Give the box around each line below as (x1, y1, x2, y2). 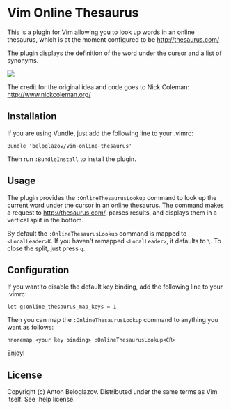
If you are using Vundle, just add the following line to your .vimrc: (7, 129, 193, 137)
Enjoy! (7, 349, 26, 357)
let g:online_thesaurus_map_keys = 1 (7, 303, 117, 311)
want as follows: (7, 323, 54, 332)
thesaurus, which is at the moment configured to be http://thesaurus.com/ (7, 35, 220, 43)
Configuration (7, 264, 70, 276)
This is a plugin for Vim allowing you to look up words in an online (7, 28, 195, 36)
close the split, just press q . (7, 244, 86, 252)
